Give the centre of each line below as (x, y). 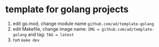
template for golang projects (67, 9)
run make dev (26, 40)
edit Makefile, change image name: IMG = (56, 29)
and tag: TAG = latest (51, 34)
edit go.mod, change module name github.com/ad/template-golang (83, 24)
